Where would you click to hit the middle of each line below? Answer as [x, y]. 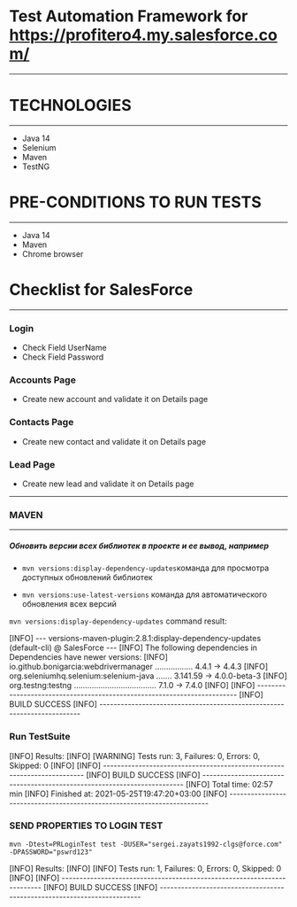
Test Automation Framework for [129, 16]
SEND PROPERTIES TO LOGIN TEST [86, 826]
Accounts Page [43, 380]
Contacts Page [42, 422]
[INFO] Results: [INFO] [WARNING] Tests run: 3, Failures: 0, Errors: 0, [135, 756]
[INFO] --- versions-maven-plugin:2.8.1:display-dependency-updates [135, 639]
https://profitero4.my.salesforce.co [144, 35]
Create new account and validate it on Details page [115, 399]
